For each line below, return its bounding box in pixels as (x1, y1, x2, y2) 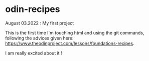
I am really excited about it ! (5, 50, 62, 56)
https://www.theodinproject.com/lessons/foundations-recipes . (5, 40, 134, 46)
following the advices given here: (5, 35, 74, 41)
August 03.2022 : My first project (5, 20, 74, 26)
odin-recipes (5, 3, 60, 15)
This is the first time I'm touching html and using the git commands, (5, 29, 144, 35)
